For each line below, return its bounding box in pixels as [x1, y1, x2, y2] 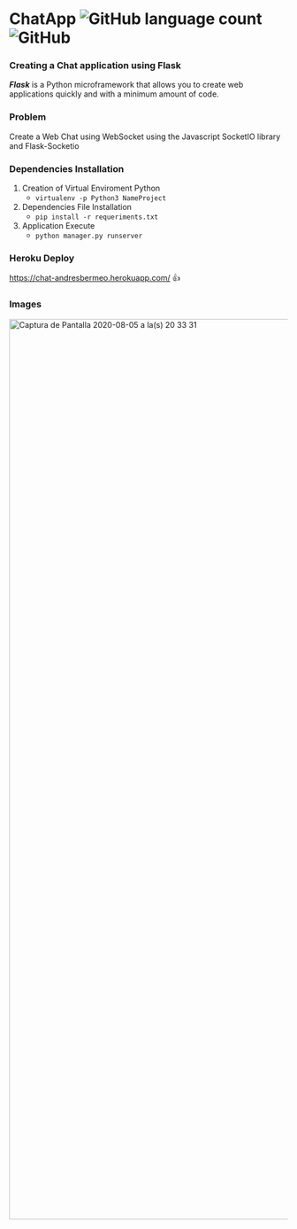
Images [9, 298, 42, 310]
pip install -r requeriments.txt [34, 213, 159, 222]
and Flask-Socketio [9, 140, 80, 151]
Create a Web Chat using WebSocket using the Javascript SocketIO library [9, 131, 281, 142]
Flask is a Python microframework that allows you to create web [9, 80, 244, 90]
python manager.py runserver [34, 231, 143, 241]
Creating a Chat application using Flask [9, 59, 181, 72]
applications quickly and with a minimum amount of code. [9, 89, 219, 99]
